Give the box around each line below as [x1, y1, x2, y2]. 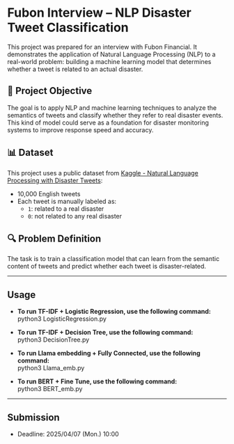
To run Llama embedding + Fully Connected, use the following [17, 349, 201, 358]
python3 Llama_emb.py [17, 364, 85, 372]
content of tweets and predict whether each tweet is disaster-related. [7, 262, 207, 271]
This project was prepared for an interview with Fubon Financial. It [7, 42, 197, 51]
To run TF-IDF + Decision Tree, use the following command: [17, 328, 194, 337]
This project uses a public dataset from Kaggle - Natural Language [7, 168, 198, 177]
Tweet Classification [7, 19, 129, 35]
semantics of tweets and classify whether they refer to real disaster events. [7, 111, 224, 119]
